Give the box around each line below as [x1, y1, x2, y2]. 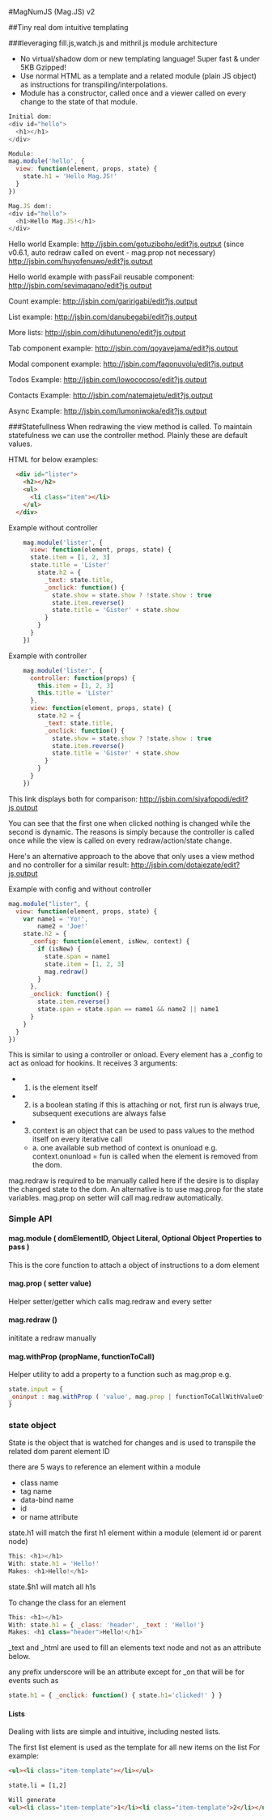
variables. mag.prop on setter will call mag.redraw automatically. [8, 1193, 224, 1203]
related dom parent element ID [8, 1447, 111, 1456]
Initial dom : [8, 113, 53, 121]
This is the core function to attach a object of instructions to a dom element [8, 1260, 260, 1269]
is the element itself [32, 1082, 99, 1092]
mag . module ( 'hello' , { [8, 157, 85, 165]
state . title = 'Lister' [29, 561, 111, 569]
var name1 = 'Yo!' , [23, 915, 89, 923]
